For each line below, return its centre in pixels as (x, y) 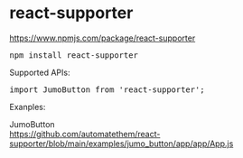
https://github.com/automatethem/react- (85, 134)
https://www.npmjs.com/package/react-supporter (103, 38)
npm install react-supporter (74, 55)
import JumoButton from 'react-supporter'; (107, 89)
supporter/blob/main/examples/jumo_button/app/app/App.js (121, 144)
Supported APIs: (40, 72)
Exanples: (28, 107)
